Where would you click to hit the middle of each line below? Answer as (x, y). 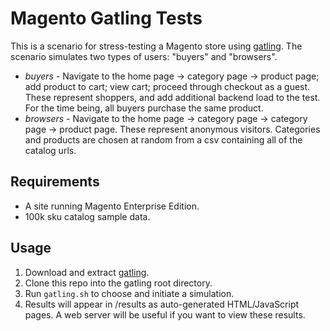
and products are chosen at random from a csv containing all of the (163, 139)
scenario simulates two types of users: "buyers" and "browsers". (144, 56)
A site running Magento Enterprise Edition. (112, 206)
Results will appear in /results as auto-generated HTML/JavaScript (162, 304)
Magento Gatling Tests (106, 18)
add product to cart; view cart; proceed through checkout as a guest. (167, 86)
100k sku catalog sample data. (87, 216)
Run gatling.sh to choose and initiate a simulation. (129, 293)
